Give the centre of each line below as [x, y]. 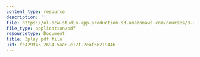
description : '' [26, 17]
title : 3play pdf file [34, 39]
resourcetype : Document [36, 34]
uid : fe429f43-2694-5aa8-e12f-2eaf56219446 [61, 45]
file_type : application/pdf [41, 28]
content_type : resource [36, 12]
